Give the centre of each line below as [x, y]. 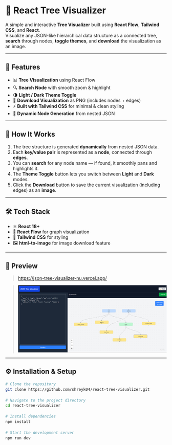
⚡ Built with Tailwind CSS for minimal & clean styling [68, 106]
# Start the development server [40, 432]
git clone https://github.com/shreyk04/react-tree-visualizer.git [78, 389]
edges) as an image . [34, 190]
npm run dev [18, 438]
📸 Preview [21, 266]
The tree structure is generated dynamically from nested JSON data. [86, 147]
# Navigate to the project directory [46, 400]
